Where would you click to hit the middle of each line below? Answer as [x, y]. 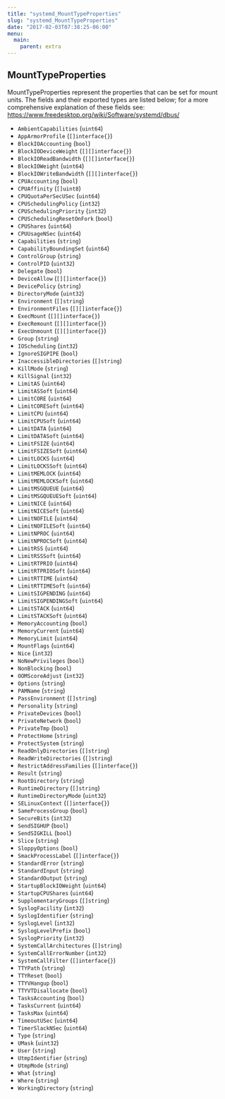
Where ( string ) [38, 1080]
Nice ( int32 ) [35, 652]
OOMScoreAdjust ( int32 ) [51, 675]
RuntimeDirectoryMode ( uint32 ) [62, 795]
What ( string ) [37, 1072]
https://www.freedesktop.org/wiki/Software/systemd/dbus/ [93, 114]
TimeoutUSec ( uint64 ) [48, 1020]
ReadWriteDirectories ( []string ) [65, 758]
